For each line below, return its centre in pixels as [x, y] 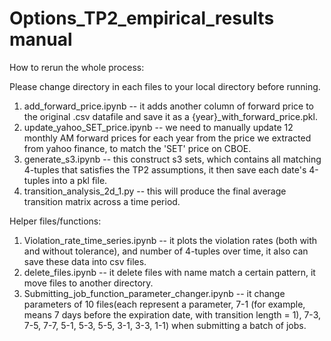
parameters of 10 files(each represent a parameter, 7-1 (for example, [164, 304]
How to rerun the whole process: [77, 67]
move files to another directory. [88, 283]
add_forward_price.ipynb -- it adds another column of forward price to [169, 106]
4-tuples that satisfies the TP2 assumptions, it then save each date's [165, 169]
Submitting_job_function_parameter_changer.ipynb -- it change [154, 293]
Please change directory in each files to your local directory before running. [165, 86]
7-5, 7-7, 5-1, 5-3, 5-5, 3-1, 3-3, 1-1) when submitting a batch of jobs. [165, 325]
